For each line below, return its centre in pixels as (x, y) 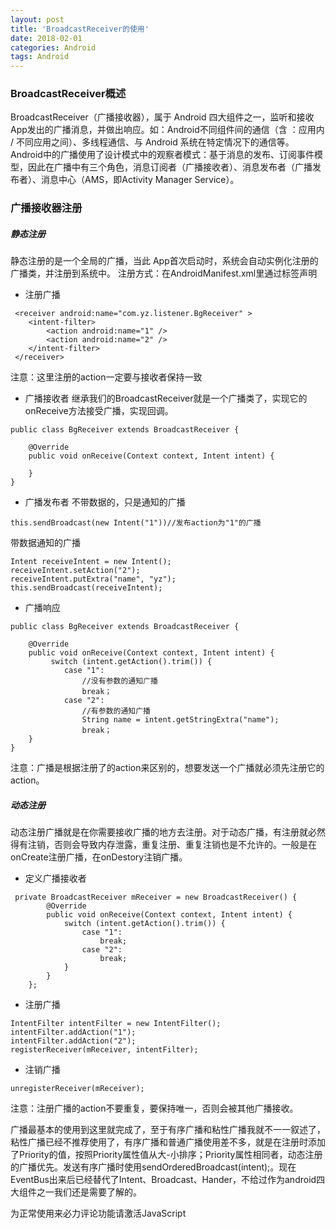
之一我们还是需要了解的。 (89, 1192)
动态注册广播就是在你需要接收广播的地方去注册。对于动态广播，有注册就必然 (168, 832)
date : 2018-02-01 (46, 38)
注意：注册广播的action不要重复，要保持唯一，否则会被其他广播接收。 (154, 1108)
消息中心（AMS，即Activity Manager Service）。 (140, 180)
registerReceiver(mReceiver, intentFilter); (104, 1050)
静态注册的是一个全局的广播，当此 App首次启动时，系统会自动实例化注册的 (164, 261)
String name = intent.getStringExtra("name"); (180, 720)
